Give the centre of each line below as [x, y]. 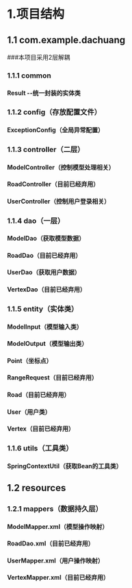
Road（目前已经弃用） [39, 394]
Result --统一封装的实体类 [44, 93]
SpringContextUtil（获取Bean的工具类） [65, 466]
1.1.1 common [29, 75]
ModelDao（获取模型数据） [46, 239]
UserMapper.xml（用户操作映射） [55, 560]
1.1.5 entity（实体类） [43, 309]
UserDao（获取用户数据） [44, 272]
